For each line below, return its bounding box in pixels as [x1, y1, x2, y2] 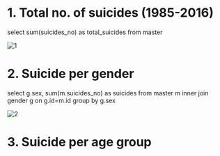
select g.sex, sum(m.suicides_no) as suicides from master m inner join [7, 88, 209, 97]
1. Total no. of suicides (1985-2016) [7, 5, 214, 21]
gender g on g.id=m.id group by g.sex [7, 96, 116, 104]
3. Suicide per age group [7, 134, 152, 150]
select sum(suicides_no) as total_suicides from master [7, 28, 163, 36]
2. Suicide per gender [7, 66, 134, 81]
